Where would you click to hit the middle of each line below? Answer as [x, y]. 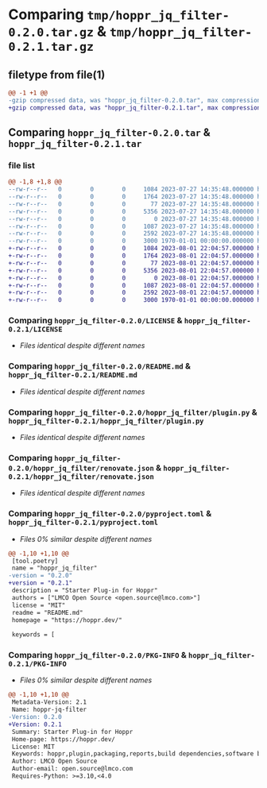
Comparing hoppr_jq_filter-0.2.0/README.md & [100, 366]
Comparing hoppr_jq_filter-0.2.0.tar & [109, 133]
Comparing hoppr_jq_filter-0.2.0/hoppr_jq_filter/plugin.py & [133, 412]
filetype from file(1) [57, 74]
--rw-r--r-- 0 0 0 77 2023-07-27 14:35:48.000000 [131, 204]
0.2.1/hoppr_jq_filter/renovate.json [81, 477]
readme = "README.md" [47, 612]
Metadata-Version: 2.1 [49, 702]
